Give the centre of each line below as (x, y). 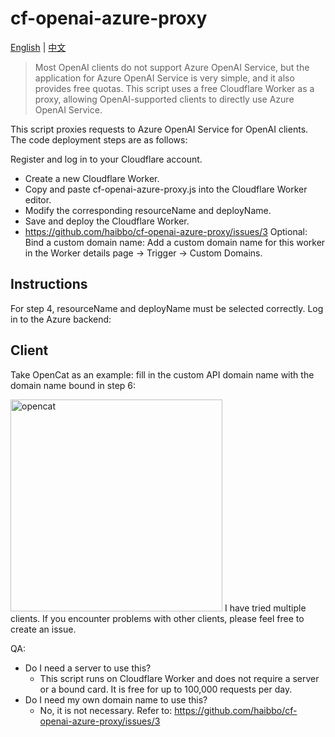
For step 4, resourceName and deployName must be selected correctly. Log (167, 308)
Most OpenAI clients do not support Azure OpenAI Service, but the (172, 67)
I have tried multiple (265, 608)
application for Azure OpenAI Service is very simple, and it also (164, 78)
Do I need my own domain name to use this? (116, 699)
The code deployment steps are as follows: (99, 139)
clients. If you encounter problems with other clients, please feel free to (157, 618)
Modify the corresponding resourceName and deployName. (148, 210)
